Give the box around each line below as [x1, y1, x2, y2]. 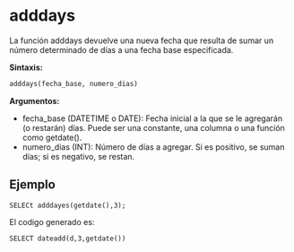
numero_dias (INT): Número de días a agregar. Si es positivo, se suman [22, 141, 285, 152]
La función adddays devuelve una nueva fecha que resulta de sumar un [9, 35, 274, 46]
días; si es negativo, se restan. [22, 151, 135, 161]
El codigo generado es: [9, 216, 95, 227]
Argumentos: [9, 95, 60, 106]
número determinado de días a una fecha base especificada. [9, 44, 234, 55]
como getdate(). [22, 132, 82, 143]
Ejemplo [9, 177, 56, 193]
